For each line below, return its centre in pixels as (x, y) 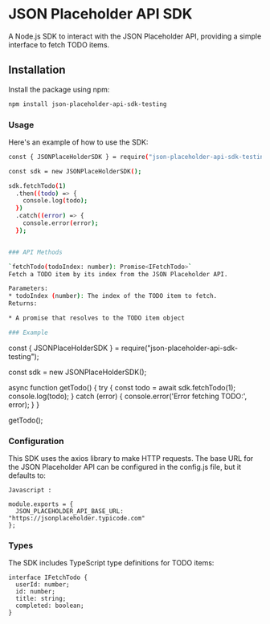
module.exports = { (41, 504)
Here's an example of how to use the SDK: (78, 142)
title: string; (41, 599)
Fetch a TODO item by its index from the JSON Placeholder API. (118, 274)
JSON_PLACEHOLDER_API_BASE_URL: (70, 512)
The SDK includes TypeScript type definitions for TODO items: (111, 563)
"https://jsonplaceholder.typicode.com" (77, 519)
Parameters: (28, 289)
